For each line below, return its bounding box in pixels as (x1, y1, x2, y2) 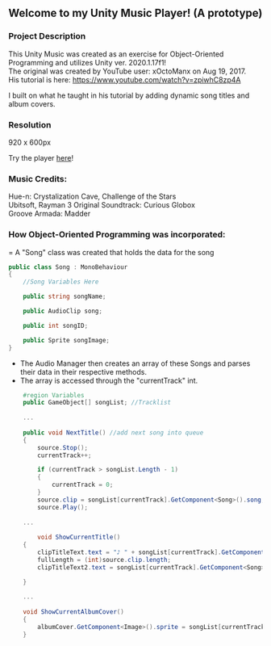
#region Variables (23, 391, 85, 399)
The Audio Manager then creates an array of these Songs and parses (19, 359, 251, 368)
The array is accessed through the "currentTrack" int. (19, 375, 198, 385)
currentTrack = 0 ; (51, 480, 114, 489)
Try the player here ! (8, 153, 74, 162)
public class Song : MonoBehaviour (8, 262, 128, 271)
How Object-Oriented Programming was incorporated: (8, 229, 226, 241)
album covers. (8, 99, 56, 108)
